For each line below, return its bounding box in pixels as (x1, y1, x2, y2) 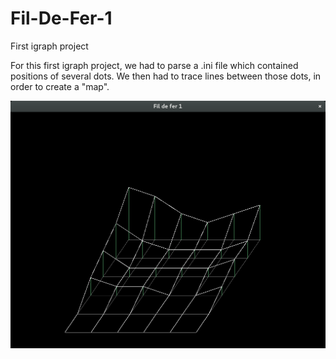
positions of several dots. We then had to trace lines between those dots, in (10, 70, 322, 82)
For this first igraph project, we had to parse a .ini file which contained (10, 59, 299, 71)
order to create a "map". (10, 80, 110, 92)
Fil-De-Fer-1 (10, 7, 113, 30)
